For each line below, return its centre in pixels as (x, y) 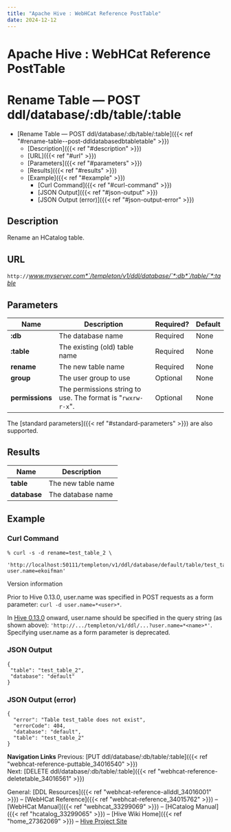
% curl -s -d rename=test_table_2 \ (59, 553)
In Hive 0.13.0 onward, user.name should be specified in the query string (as (115, 617)
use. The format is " (90, 398)
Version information (35, 584)
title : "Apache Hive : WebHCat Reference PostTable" (84, 13)
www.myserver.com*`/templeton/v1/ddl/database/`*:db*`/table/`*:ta (125, 276)
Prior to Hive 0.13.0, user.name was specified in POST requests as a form (110, 597)
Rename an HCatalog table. (46, 237)
